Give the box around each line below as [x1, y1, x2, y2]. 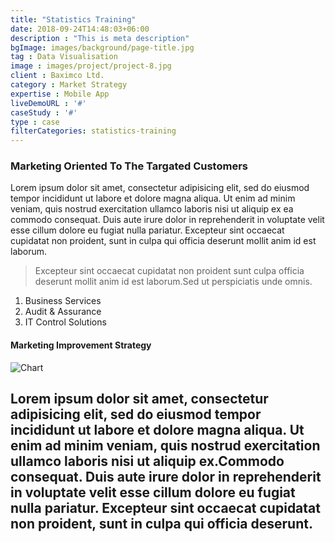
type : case [10, 117, 60, 127]
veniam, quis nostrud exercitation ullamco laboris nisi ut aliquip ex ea [10, 203, 294, 215]
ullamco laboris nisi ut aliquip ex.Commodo [10, 453, 285, 470]
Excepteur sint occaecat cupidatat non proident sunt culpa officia [34, 265, 305, 277]
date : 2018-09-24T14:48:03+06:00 [10, 24, 150, 34]
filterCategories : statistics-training [10, 126, 177, 136]
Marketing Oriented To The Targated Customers [10, 159, 248, 173]
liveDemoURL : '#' [10, 98, 87, 108]
